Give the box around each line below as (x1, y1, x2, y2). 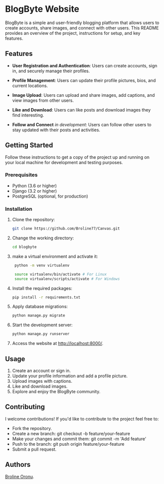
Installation (5, 205, 33, 212)
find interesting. (12, 112, 44, 118)
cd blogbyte (12, 245, 37, 250)
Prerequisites (5, 171, 38, 178)
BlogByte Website (5, 3, 80, 15)
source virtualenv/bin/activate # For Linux (14, 272, 107, 277)
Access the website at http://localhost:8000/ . (12, 341, 104, 346)
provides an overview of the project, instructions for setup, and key (5, 30, 141, 36)
